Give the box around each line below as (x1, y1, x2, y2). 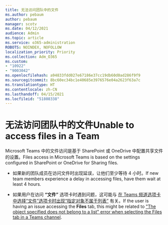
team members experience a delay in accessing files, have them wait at (12, 176, 161, 182)
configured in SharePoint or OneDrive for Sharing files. (5, 160, 119, 166)
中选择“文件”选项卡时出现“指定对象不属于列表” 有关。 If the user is (12, 198, 149, 204)
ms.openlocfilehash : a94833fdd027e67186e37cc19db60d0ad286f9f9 (5, 73, 141, 78)
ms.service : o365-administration (5, 40, 75, 45)
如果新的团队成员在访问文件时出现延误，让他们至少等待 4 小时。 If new (12, 170, 159, 176)
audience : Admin (5, 31, 39, 36)
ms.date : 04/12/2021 (5, 26, 49, 31)
